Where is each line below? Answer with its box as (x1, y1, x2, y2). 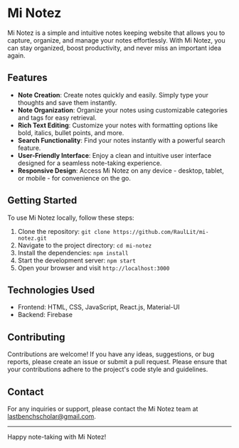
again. (7, 51, 26, 60)
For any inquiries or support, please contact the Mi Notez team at (7, 405, 198, 413)
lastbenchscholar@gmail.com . (7, 412, 96, 420)
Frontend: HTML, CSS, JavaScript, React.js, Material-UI (17, 303, 180, 311)
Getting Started (7, 194, 78, 207)
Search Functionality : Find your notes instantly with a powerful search (17, 136, 225, 144)
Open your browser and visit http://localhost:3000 (17, 263, 170, 272)
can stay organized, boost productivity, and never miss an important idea (7, 43, 222, 52)
